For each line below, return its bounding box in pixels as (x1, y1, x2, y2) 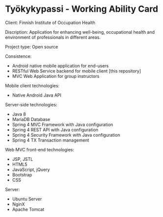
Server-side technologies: (5, 101, 57, 107)
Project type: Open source (5, 44, 58, 49)
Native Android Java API (12, 92, 62, 98)
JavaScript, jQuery (12, 167, 50, 172)
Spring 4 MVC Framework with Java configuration (12, 121, 114, 127)
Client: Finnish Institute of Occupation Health (5, 20, 95, 25)
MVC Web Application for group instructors (12, 73, 99, 79)
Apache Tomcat (12, 206, 45, 212)
